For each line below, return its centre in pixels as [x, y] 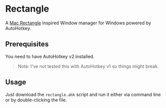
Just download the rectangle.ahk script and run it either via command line [83, 94]
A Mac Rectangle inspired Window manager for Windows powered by [78, 23]
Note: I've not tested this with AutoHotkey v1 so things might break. [88, 66]
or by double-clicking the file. [36, 100]
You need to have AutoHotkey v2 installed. [50, 56]
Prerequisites [27, 44]
